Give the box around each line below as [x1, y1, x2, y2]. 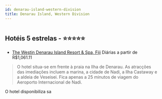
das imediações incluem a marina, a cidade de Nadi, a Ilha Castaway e [16, 69, 157, 75]
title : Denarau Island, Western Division [5, 12, 90, 16]
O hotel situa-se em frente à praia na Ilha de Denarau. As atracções [16, 64, 151, 70]
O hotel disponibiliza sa [5, 89, 52, 95]
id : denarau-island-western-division [5, 7, 81, 12]
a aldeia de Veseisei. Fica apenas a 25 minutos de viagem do [16, 74, 139, 80]
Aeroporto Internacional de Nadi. [16, 79, 82, 85]
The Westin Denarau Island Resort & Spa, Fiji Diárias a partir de [12, 49, 138, 56]
